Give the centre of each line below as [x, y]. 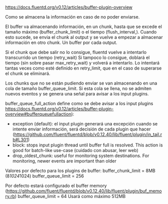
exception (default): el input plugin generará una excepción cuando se [85, 124]
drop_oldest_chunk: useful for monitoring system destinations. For [81, 155]
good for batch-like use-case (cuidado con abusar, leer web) [75, 150]
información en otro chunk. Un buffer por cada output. [61, 42]
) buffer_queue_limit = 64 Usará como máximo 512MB [70, 196]
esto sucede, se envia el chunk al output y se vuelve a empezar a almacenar [84, 37]
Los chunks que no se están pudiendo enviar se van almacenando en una [81, 83]
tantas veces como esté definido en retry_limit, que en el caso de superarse [83, 68]
